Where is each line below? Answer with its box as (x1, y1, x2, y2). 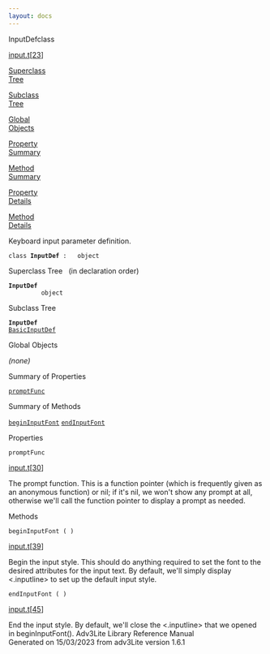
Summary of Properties (8, 371, 87, 381)
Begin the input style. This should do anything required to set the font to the (8, 557, 262, 566)
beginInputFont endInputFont (8, 419, 105, 427)
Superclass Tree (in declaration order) (8, 265, 139, 276)
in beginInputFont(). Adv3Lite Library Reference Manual (8, 628, 195, 638)
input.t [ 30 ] (8, 463, 45, 472)
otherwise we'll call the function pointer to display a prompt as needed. (8, 496, 246, 506)
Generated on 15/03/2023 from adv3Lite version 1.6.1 (8, 637, 186, 647)
